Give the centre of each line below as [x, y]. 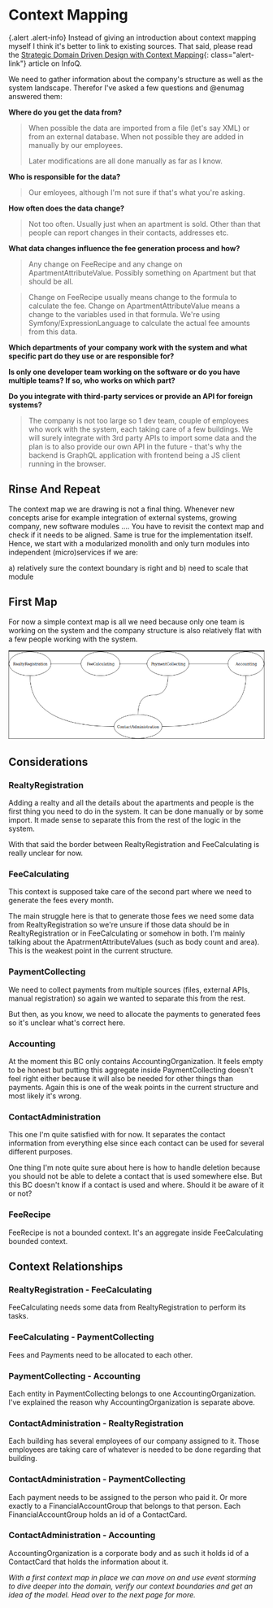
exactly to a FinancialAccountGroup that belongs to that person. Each [125, 1506]
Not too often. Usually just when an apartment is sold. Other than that [145, 224]
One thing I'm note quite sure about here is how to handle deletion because [134, 1167]
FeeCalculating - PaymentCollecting [81, 1337]
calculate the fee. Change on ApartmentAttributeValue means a [134, 306]
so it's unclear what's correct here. [67, 1023]
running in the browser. [67, 463]
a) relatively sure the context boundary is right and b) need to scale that [128, 567]
